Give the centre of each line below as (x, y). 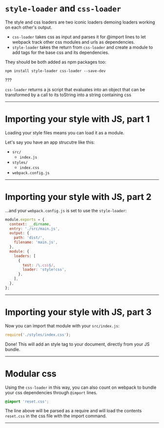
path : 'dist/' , (29, 238)
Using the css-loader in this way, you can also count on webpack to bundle (81, 387)
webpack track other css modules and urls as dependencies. (73, 42)
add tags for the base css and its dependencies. (61, 52)
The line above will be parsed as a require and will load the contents (73, 411)
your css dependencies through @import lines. (51, 392)
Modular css (31, 374)
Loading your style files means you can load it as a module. (65, 132)
